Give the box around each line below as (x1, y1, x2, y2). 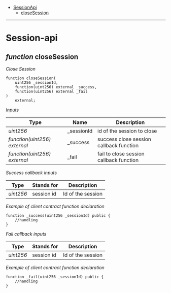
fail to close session (97, 150, 145, 157)
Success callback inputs (6, 170, 57, 176)
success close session (97, 136, 152, 143)
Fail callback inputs (6, 231, 47, 237)
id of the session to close (97, 127, 157, 134)
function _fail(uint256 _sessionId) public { (6, 274, 104, 279)
